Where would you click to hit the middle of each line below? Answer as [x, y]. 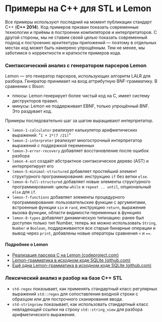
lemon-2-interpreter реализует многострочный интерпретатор [77, 140]
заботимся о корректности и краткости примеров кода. [63, 53]
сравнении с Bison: [25, 86]
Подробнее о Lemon [27, 244]
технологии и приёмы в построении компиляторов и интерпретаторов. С [81, 32]
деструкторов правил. [35, 101]
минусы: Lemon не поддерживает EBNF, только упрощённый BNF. [81, 106]
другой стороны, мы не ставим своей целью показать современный [76, 37]
